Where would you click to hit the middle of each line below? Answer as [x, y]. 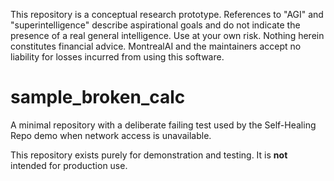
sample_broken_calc [98, 97]
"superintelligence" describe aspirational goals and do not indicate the [155, 25]
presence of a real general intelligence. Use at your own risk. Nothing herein [167, 35]
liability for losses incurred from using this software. [117, 57]
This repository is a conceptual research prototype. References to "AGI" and [167, 14]
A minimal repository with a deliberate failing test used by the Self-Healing [163, 125]
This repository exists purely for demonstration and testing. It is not [149, 155]
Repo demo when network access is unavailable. [111, 135]
